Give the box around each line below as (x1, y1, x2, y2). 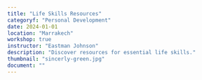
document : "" (7, 62, 46, 69)
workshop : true (7, 36, 52, 43)
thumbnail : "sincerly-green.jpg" (7, 56, 105, 63)
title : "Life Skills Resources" (7, 10, 102, 17)
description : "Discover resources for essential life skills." (7, 49, 196, 56)
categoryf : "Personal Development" (7, 17, 112, 24)
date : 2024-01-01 (7, 23, 58, 30)
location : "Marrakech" (7, 29, 74, 37)
